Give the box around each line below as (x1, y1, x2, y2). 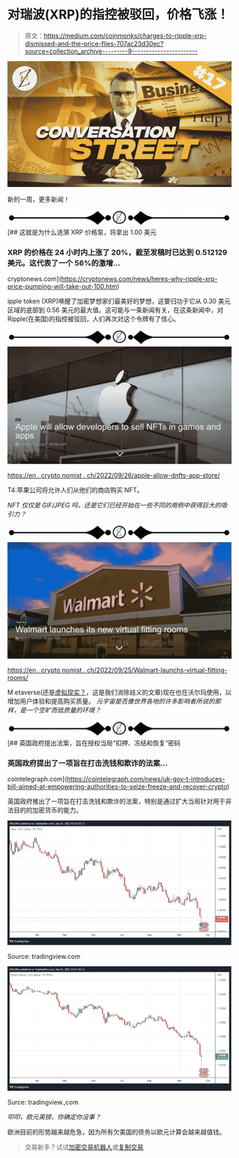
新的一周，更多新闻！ (7, 195, 70, 203)
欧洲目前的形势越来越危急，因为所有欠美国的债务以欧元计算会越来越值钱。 (7, 1127, 225, 1136)
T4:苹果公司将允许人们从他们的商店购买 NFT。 (7, 486, 144, 494)
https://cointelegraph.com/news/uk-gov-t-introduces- (66, 775, 225, 783)
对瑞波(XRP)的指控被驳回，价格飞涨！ (7, 6, 230, 23)
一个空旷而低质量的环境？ (26, 706, 101, 715)
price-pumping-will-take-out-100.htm (7, 282, 117, 291)
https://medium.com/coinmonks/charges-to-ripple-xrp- (43, 31, 207, 40)
